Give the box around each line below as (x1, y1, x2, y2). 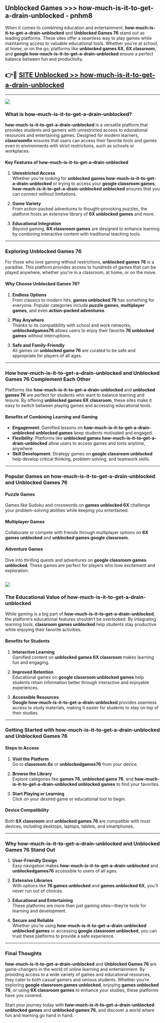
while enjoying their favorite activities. (5, 627, 82, 632)
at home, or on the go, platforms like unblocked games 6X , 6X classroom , (5, 45, 156, 51)
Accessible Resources (12, 694, 59, 700)
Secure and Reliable (12, 917, 54, 924)
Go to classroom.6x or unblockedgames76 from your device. (12, 761, 138, 767)
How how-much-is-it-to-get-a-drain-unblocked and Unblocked (5, 369, 160, 376)
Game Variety (12, 201, 41, 207)
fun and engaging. (12, 659, 50, 665)
